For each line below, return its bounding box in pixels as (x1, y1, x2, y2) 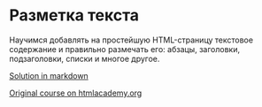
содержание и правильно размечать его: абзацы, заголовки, (9, 43, 241, 54)
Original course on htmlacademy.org (9, 88, 143, 98)
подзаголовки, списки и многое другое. (9, 53, 160, 64)
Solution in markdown (9, 70, 89, 80)
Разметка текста (9, 5, 140, 26)
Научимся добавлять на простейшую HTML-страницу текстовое (9, 34, 254, 45)
